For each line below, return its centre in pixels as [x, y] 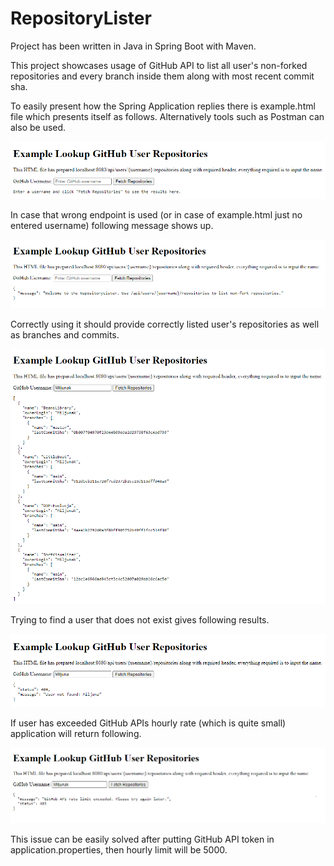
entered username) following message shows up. [112, 225]
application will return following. [76, 733]
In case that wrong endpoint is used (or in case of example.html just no [156, 214]
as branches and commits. [65, 335]
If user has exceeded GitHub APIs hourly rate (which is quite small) [148, 723]
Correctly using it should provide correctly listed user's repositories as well [165, 324]
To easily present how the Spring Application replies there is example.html [163, 106]
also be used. [38, 127]
